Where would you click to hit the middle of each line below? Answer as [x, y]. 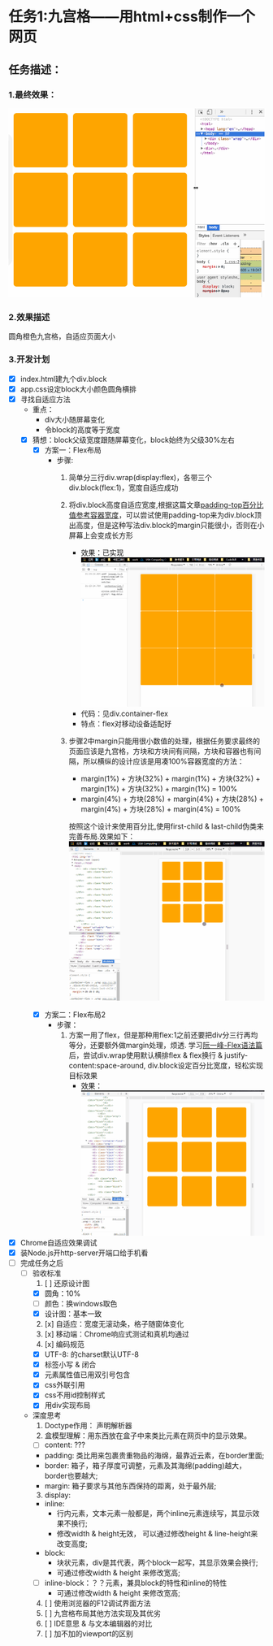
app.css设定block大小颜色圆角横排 [78, 389]
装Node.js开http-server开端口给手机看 [84, 1253]
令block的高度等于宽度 [82, 429]
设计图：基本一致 [73, 1314]
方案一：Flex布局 [73, 450]
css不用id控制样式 [75, 1395]
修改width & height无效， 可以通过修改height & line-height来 [157, 1533]
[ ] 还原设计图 [67, 1283]
